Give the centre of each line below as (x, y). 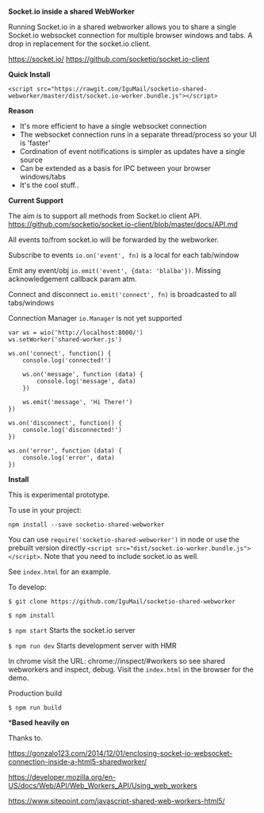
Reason (21, 111)
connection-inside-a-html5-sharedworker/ (78, 762)
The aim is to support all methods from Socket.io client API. (105, 216)
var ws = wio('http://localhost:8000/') (76, 333)
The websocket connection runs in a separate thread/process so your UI (138, 135)
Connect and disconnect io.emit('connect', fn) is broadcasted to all (122, 294)
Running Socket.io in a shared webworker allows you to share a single (122, 27)
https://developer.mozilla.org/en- (62, 777)
